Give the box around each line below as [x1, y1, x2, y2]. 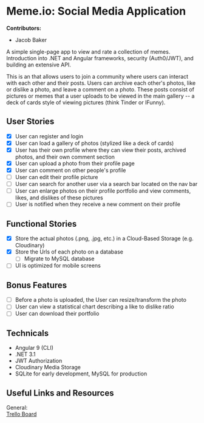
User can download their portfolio [15, 310, 100, 318]
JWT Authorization [15, 357, 63, 364]
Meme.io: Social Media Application [6, 4, 186, 18]
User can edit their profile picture [15, 174, 98, 181]
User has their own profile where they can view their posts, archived [15, 146, 186, 154]
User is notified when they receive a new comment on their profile [15, 201, 181, 208]
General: [6, 404, 28, 411]
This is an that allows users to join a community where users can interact [6, 73, 189, 80]
